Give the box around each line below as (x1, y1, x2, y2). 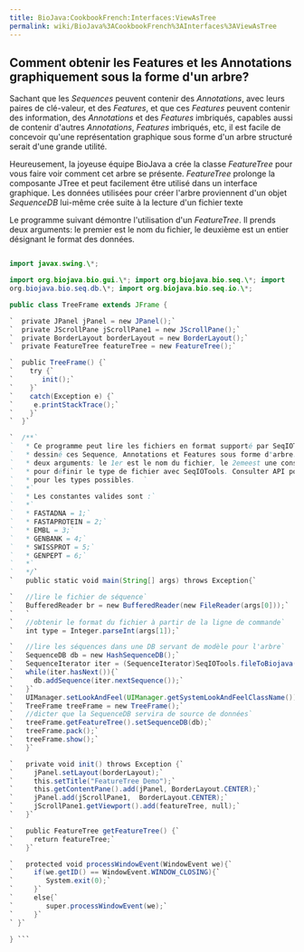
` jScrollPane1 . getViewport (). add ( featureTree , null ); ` (9, 802, 242, 811)
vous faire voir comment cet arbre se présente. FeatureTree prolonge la (9, 168, 276, 179)
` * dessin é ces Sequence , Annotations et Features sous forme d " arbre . (9, 450, 298, 459)
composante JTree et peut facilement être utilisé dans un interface (9, 178, 258, 189)
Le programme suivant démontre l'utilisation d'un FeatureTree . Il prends (9, 214, 276, 226)
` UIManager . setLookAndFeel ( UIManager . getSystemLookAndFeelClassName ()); (9, 693, 301, 702)
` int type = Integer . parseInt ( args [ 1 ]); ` (9, 626, 180, 636)
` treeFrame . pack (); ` (9, 727, 100, 736)
